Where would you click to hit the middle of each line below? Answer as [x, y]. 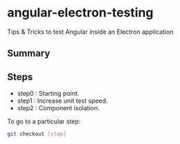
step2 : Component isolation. [58, 108]
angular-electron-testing [80, 13]
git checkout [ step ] [37, 134]
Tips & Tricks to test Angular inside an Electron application [90, 32]
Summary [29, 53]
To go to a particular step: [44, 121]
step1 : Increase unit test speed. [63, 101]
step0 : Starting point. [48, 94]
